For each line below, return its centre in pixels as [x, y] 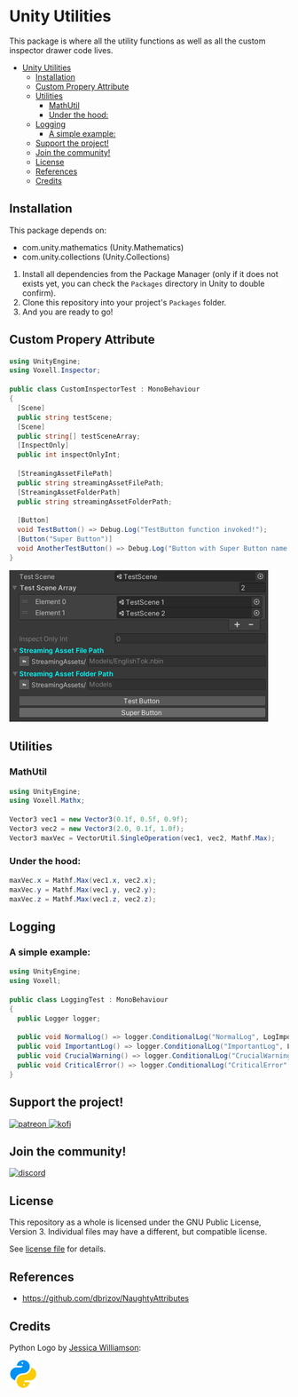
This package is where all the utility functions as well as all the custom [137, 41]
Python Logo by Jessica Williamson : [75, 1347]
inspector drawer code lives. [61, 50]
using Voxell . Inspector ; [55, 370]
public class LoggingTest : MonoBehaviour [89, 1000]
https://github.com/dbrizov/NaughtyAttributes [105, 1298]
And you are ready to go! [67, 312]
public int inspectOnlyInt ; [69, 455]
